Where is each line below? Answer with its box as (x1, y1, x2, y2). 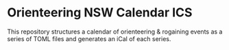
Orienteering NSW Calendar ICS (7, 5, 193, 21)
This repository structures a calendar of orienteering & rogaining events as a (7, 27, 223, 36)
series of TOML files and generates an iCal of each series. (7, 34, 171, 42)
